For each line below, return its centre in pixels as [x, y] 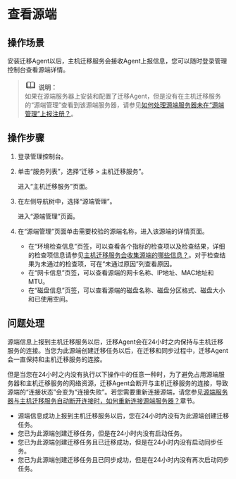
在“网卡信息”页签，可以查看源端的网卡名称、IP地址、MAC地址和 [121, 273]
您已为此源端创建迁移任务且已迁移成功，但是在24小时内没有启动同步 [117, 442]
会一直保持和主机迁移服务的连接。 [57, 359]
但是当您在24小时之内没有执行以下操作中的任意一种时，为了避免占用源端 [113, 374]
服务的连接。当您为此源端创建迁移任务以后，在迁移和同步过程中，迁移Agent [118, 350]
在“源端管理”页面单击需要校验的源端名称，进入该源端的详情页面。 [113, 231]
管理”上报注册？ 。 [51, 114]
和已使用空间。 [50, 299]
